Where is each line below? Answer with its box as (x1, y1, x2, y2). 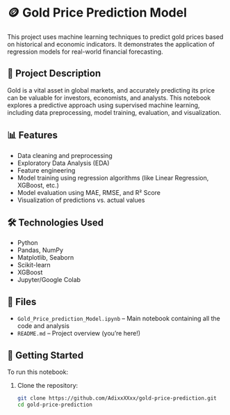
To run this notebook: (7, 368, 68, 376)
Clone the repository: (17, 382, 79, 389)
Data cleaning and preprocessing (17, 151, 113, 159)
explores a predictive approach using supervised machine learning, (7, 101, 200, 109)
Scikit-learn (17, 261, 51, 269)
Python (17, 239, 38, 247)
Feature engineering (17, 166, 76, 174)
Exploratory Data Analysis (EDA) (17, 159, 110, 167)
